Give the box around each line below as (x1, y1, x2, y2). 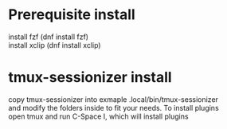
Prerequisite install (8, 6, 135, 24)
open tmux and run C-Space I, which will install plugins (8, 111, 189, 121)
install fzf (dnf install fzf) (8, 32, 89, 41)
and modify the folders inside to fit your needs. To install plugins (8, 103, 219, 112)
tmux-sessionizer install (8, 68, 173, 87)
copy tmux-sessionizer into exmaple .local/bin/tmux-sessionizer (8, 94, 219, 104)
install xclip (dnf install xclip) (8, 40, 101, 49)
